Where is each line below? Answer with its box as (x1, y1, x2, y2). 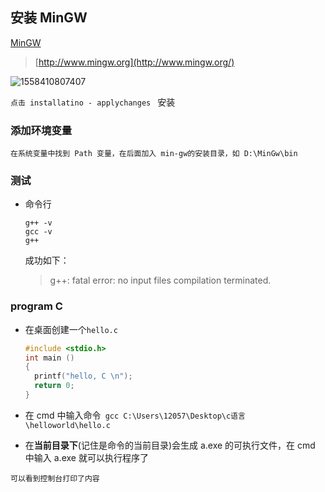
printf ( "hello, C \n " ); (34, 371, 133, 382)
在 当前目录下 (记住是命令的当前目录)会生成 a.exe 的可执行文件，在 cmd (24, 439, 316, 451)
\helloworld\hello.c (24, 420, 111, 430)
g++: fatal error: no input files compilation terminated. (49, 274, 272, 287)
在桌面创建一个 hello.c (24, 323, 118, 335)
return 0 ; (34, 381, 75, 391)
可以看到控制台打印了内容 (10, 473, 100, 483)
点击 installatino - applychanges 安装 (10, 96, 176, 108)
